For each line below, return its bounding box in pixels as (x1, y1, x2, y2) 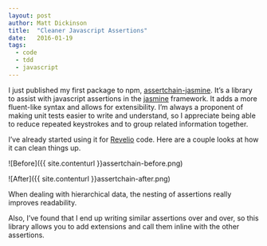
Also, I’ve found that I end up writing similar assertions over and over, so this (8, 213, 259, 223)
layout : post (8, 11, 52, 20)
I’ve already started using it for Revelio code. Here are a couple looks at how (8, 135, 259, 144)
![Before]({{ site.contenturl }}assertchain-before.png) (8, 158, 183, 168)
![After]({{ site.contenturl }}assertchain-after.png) (8, 174, 171, 183)
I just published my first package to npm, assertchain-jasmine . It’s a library (8, 85, 253, 95)
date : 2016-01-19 (8, 33, 73, 42)
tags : (8, 41, 26, 49)
